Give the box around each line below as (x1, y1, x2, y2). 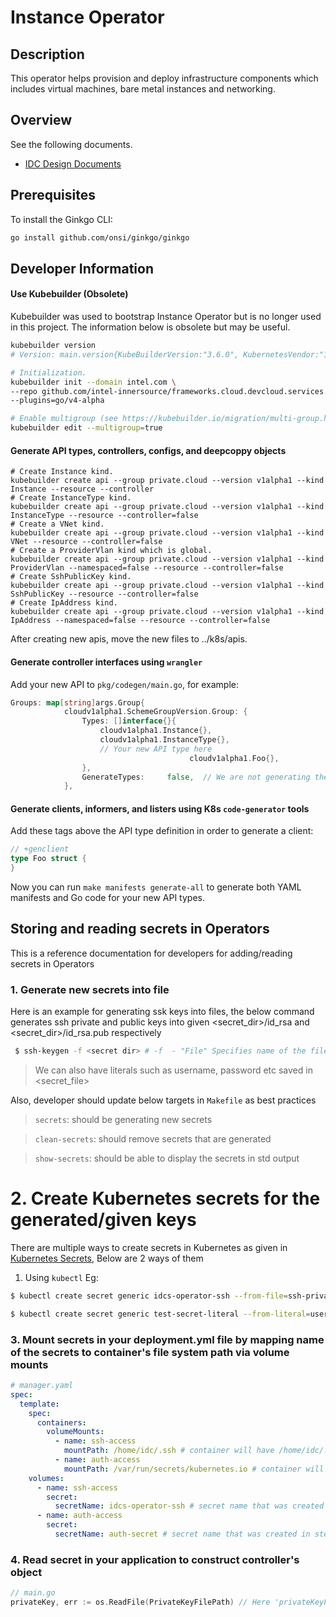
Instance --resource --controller (10, 484, 155, 495)
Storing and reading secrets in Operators (10, 921, 270, 938)
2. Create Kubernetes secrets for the (10, 1187, 321, 1210)
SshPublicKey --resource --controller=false (10, 589, 199, 600)
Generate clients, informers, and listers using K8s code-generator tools (10, 802, 310, 815)
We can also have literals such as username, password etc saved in (34, 1064, 313, 1076)
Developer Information (10, 260, 155, 277)
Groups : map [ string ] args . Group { (10, 697, 145, 708)
